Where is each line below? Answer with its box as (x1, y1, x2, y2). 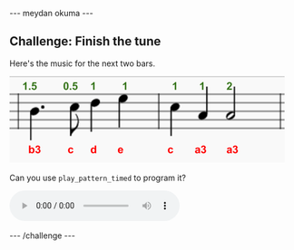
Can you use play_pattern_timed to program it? (9, 172, 186, 183)
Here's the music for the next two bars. (9, 58, 156, 69)
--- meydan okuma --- (9, 8, 93, 18)
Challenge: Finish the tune (9, 34, 162, 49)
